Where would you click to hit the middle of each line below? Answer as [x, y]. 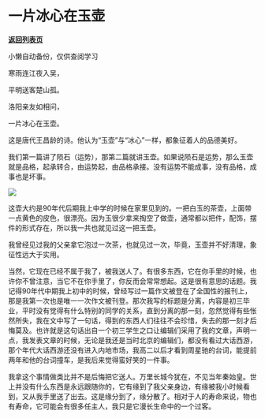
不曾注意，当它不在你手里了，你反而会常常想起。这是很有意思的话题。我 [139, 281]
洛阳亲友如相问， [36, 106]
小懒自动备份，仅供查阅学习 [53, 56]
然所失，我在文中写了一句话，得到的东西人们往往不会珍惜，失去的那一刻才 [129, 320]
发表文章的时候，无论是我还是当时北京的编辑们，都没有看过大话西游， [143, 340]
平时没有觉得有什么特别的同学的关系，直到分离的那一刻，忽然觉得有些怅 [139, 310]
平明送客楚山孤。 [36, 90]
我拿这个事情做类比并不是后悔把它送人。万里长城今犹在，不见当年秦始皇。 [129, 376]
